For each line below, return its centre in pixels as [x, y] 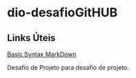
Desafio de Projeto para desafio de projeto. [68, 67]
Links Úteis [32, 38]
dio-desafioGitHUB [63, 13]
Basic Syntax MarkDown [42, 54]
